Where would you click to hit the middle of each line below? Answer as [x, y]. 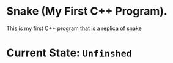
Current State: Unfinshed [69, 53]
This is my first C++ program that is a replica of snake [74, 28]
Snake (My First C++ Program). [87, 11]
